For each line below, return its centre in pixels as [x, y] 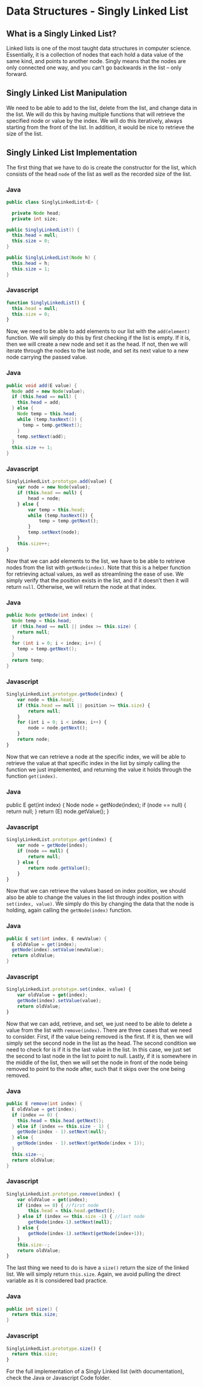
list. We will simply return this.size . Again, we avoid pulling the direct [93, 1274]
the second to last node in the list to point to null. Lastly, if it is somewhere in [101, 1056]
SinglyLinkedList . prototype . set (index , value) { [69, 989]
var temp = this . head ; [57, 510]
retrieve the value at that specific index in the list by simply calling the [93, 763]
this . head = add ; [39, 402]
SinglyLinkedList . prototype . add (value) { [59, 481]
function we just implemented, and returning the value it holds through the [99, 769]
